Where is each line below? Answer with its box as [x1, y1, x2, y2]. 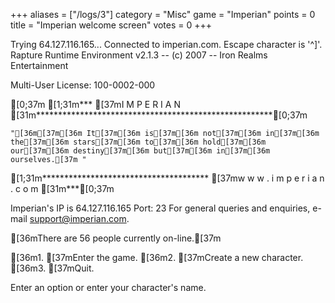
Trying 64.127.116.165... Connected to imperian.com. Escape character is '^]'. [10, 39, 323, 50]
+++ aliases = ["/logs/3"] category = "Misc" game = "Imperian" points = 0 [10, 9, 316, 20]
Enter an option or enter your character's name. [10, 282, 207, 293]
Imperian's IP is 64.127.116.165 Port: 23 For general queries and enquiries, [10, 202, 311, 214]
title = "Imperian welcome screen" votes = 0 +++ [10, 19, 213, 31]
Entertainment [10, 60, 69, 71]
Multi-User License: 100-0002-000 [10, 79, 156, 91]
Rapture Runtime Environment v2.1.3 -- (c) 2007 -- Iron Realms [10, 49, 268, 61]
